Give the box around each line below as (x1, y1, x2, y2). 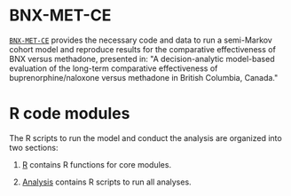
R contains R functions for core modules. (21, 159, 171, 169)
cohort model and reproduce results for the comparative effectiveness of (9, 43, 277, 54)
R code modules (9, 104, 130, 124)
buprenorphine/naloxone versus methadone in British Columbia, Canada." (9, 72, 279, 82)
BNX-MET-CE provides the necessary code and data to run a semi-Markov (9, 35, 272, 45)
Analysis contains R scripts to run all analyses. (21, 176, 193, 187)
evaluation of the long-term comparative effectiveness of (9, 63, 218, 74)
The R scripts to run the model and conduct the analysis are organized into (9, 132, 282, 143)
